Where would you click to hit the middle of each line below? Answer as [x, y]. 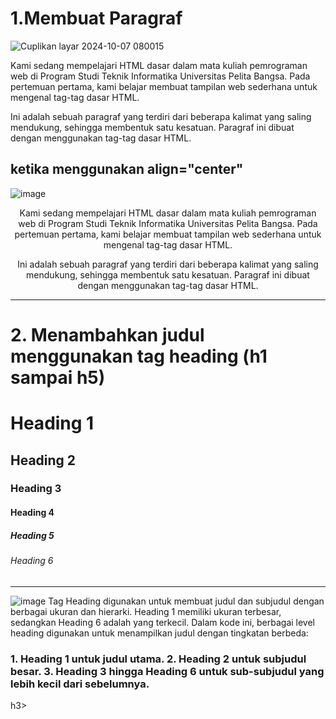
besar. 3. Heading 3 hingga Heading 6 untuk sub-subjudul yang [167, 671]
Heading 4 [32, 513]
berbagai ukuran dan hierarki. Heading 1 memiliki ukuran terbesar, [146, 611]
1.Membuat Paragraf [96, 18]
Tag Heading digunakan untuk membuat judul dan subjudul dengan [186, 601]
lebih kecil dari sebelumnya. [80, 684]
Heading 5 [32, 535]
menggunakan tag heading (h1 [139, 356]
